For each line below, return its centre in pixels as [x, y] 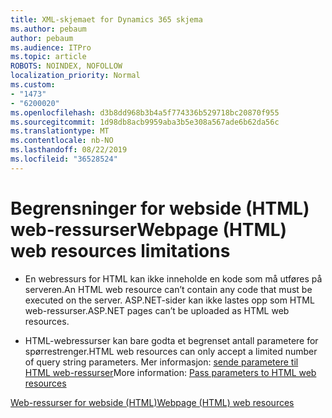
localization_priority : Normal [75, 76]
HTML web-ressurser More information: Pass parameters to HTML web [170, 372]
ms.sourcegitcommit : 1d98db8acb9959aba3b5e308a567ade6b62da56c [145, 122]
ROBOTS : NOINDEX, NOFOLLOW [66, 66]
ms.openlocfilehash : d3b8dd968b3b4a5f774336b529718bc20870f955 [145, 112]
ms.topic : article [48, 57]
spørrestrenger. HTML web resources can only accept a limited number [171, 351]
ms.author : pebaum [48, 29]
